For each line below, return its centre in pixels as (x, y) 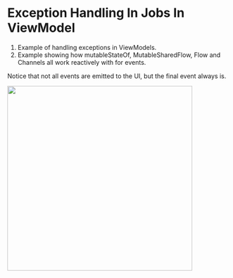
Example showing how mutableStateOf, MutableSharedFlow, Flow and (119, 55)
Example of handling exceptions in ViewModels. (87, 47)
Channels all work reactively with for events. (82, 62)
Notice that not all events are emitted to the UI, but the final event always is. (117, 76)
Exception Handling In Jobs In (96, 13)
